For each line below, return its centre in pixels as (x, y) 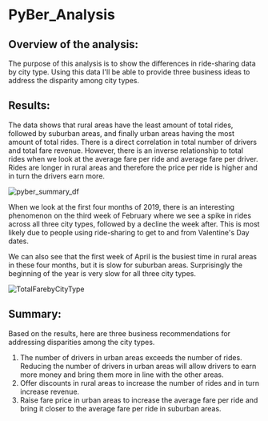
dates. (19, 241)
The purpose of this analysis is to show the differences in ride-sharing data (132, 63)
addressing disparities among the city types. (82, 342)
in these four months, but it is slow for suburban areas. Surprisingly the (125, 265)
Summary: (35, 314)
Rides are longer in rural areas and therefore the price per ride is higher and (133, 167)
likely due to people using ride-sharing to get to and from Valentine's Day (129, 232)
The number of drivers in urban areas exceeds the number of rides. (131, 357)
